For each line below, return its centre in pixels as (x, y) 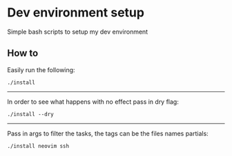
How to (23, 53)
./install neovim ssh (38, 146)
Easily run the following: (41, 69)
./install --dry (30, 114)
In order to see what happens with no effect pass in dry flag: (93, 102)
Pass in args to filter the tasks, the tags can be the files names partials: (108, 133)
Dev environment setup (76, 13)
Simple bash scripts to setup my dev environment (78, 32)
